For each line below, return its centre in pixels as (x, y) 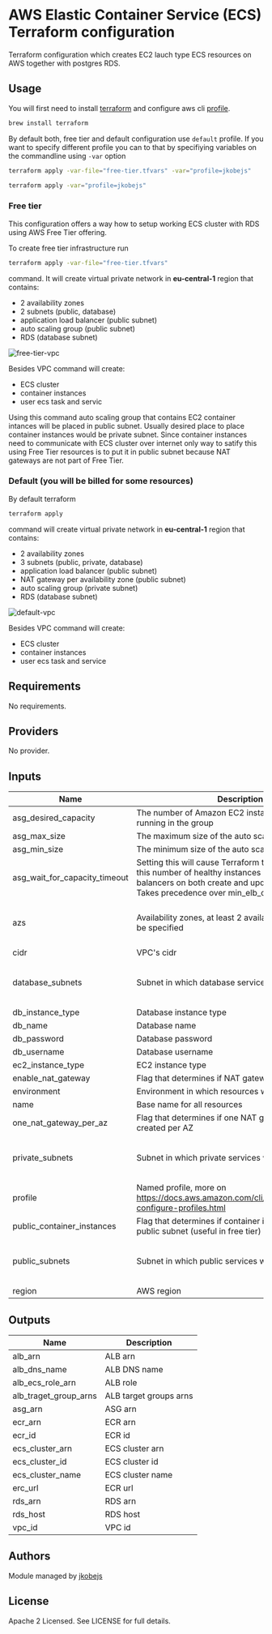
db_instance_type (46, 1012)
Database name (166, 1025)
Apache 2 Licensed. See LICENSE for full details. (90, 1621)
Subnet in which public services (197, 1261)
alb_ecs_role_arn (45, 1382)
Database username (175, 1052)
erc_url (25, 1487)
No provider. (29, 751)
